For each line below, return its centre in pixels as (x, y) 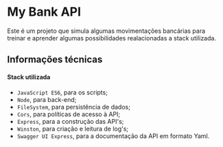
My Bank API (44, 12)
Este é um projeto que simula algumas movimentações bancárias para (106, 31)
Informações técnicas (55, 60)
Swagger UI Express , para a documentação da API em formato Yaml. (113, 136)
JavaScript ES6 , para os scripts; (62, 92)
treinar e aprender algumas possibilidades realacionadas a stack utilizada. (111, 38)
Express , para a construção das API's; (70, 121)
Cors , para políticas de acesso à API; (69, 114)
